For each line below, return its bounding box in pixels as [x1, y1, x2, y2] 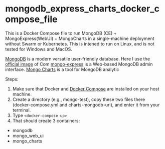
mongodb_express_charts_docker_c [5, 3, 159, 14]
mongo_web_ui [12, 132, 44, 138]
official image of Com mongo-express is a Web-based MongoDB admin [5, 61, 153, 67]
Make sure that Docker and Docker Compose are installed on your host [12, 85, 159, 91]
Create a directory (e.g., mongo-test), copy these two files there [12, 96, 145, 102]
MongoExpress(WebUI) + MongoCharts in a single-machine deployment [5, 35, 154, 41]
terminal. [12, 107, 31, 113]
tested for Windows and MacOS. [5, 46, 73, 52]
